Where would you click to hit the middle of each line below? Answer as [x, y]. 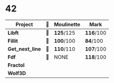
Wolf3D [17, 73]
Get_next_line [24, 49]
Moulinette [67, 24]
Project [24, 24]
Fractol [16, 65]
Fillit [13, 41]
